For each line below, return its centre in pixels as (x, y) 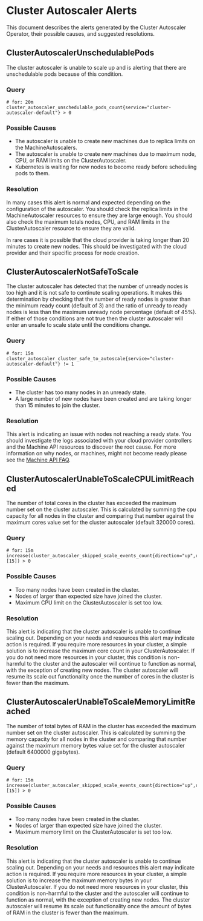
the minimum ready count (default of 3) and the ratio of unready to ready (97, 306)
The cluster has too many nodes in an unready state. (80, 392)
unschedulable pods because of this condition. (65, 74)
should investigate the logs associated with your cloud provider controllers (99, 441)
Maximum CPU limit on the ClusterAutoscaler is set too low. (89, 602)
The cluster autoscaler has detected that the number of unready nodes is (97, 286)
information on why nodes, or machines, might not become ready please (97, 454)
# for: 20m (20, 102)
